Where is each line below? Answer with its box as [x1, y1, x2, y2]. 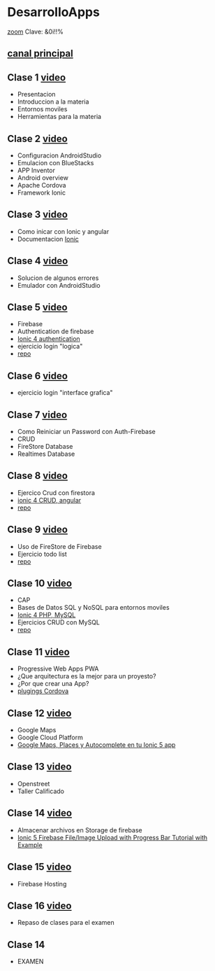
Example [17, 841, 43, 849]
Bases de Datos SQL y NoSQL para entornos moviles [17, 603, 170, 612]
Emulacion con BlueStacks [17, 158, 94, 167]
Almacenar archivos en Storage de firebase [17, 825, 142, 834]
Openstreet [17, 779, 50, 788]
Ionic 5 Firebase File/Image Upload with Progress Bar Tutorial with [17, 833, 208, 841]
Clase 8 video [7, 470, 68, 482]
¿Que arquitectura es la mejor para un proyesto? [17, 672, 156, 680]
